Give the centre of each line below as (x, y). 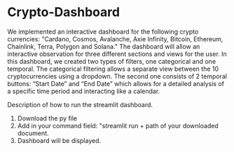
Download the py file (47, 118)
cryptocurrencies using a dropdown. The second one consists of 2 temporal (117, 76)
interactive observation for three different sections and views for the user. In (117, 54)
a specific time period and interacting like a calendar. (84, 91)
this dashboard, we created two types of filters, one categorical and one (111, 61)
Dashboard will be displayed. (59, 140)
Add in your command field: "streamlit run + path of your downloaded (118, 125)
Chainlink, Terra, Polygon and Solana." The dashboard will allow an (104, 46)
